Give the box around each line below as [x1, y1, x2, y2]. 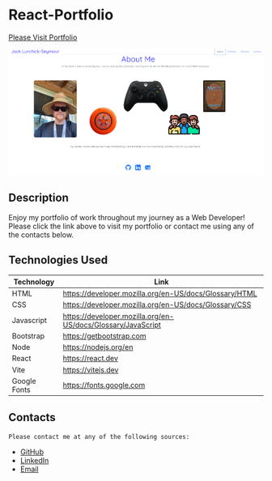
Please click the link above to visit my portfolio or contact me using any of [8, 221, 255, 231]
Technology [13, 277, 55, 287]
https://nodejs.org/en [62, 343, 134, 352]
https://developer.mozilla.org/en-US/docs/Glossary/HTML [62, 289, 257, 299]
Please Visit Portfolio [8, 32, 78, 42]
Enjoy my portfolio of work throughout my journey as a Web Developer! [8, 212, 245, 222]
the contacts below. [8, 229, 74, 240]
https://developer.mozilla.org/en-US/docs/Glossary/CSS [62, 300, 252, 309]
